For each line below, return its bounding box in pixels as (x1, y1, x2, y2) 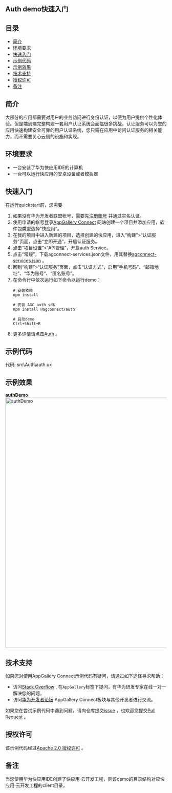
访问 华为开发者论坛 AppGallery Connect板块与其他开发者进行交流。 (12, 697, 156, 703)
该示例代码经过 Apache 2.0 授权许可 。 (5, 744, 86, 751)
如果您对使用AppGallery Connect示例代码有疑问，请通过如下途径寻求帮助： (5, 673, 165, 679)
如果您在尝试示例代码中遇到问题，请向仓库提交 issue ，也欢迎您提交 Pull (5, 708, 156, 714)
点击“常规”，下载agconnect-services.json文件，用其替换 (12, 251, 132, 257)
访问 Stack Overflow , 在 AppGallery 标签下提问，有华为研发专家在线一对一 (12, 684, 166, 690)
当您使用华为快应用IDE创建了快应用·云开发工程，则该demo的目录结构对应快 (5, 776, 165, 782)
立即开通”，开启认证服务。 (44, 238, 100, 244)
